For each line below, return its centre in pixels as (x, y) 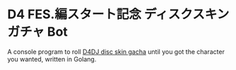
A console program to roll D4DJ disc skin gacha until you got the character (116, 51)
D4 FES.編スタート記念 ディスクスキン (118, 14)
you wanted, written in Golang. (52, 59)
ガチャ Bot (38, 32)
